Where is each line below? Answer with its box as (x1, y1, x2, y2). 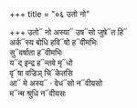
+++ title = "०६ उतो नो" (9, 9, 90, 19)
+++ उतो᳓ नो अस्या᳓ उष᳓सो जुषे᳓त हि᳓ (9, 27, 128, 37)
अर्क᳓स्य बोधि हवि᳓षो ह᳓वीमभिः (9, 37, 98, 47)
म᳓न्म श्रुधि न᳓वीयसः (9, 88, 67, 99)
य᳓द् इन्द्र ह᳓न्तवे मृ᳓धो (9, 57, 73, 68)
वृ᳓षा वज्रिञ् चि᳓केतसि (9, 68, 73, 78)
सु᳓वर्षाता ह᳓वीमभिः (9, 47, 63, 58)
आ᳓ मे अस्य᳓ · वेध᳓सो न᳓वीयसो (9, 78, 103, 88)
